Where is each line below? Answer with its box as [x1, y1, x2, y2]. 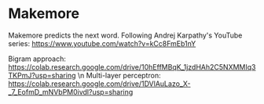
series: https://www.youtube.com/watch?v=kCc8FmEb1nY [8, 38, 196, 48]
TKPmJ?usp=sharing [8, 70, 76, 80]
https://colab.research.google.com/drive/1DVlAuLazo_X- [8, 79, 191, 88]
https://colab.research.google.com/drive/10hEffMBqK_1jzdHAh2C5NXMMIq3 [8, 62, 256, 71]
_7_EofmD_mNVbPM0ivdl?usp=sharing [8, 87, 134, 96]
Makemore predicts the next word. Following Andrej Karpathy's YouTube [8, 30, 243, 40]
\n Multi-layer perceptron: [77, 70, 161, 80]
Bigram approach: [8, 54, 67, 63]
